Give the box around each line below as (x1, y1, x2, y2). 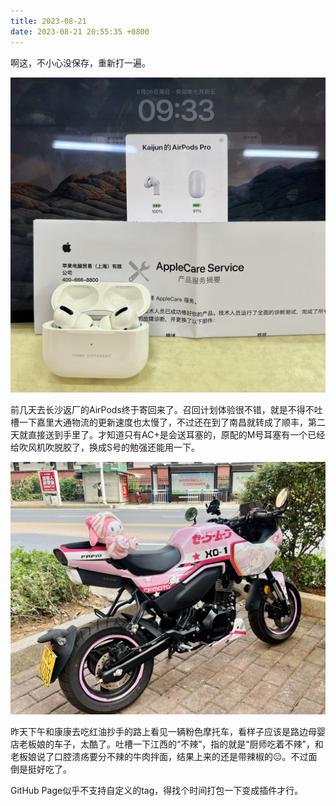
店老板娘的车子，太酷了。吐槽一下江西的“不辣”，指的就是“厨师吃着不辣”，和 (10, 738, 324, 750)
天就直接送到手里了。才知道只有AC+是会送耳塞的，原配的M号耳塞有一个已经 (10, 428, 326, 440)
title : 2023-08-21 (10, 16, 87, 26)
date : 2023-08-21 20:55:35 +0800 (10, 26, 150, 37)
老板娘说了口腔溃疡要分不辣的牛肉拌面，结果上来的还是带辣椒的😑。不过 (10, 751, 309, 763)
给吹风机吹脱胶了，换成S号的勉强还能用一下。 (10, 441, 200, 453)
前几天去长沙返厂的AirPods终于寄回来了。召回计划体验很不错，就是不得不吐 (10, 403, 323, 415)
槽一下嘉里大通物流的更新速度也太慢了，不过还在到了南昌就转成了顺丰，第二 (10, 416, 326, 428)
